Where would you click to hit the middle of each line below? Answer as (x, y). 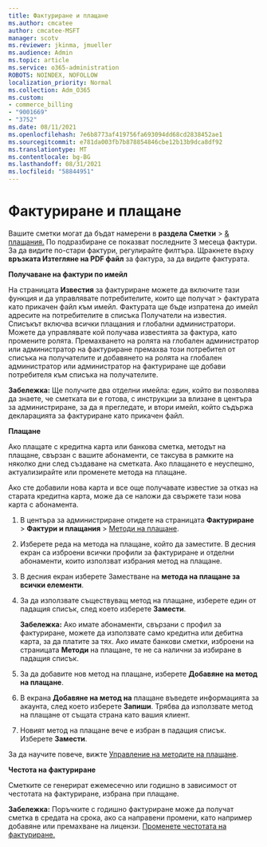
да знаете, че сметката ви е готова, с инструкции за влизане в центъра (130, 398)
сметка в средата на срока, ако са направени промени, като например (130, 817)
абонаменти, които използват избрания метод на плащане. (121, 561)
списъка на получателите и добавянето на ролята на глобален (115, 357)
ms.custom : (26, 97)
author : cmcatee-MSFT (44, 30)
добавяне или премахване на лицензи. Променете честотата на (118, 826)
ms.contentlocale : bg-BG (49, 157)
